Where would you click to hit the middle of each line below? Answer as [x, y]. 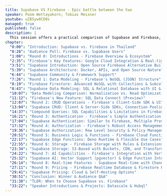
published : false [23, 28]
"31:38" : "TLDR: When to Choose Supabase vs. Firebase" [69, 182]
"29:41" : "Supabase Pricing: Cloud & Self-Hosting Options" [73, 172]
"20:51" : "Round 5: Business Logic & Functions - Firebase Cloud [79, 135]
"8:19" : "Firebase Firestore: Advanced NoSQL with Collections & [79, 84]
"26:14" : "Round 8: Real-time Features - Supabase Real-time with [80, 163]
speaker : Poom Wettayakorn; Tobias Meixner [51, 14]
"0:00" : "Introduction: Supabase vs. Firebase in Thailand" [73, 47]
